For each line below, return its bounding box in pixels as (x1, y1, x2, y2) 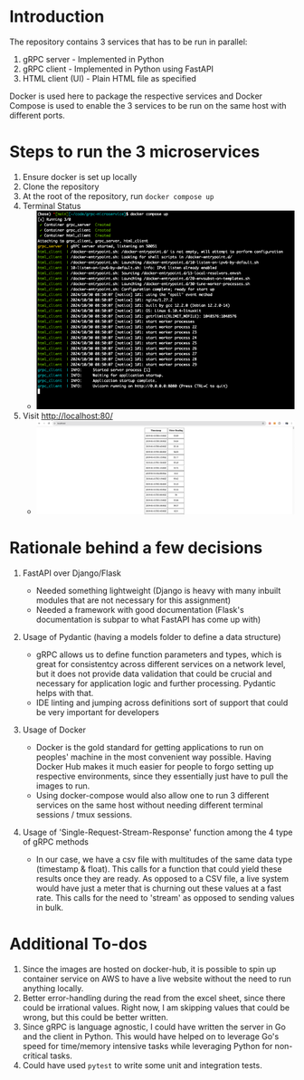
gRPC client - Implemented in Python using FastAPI (22, 63, 214, 74)
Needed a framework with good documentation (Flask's (35, 604, 244, 615)
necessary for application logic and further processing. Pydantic (35, 677, 276, 689)
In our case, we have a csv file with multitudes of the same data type (35, 854, 293, 865)
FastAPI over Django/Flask (22, 568, 122, 578)
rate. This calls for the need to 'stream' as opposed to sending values (35, 892, 295, 903)
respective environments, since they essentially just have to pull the (35, 770, 289, 781)
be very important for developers (35, 706, 160, 717)
